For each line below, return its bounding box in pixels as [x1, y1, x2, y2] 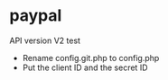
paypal [9, 5, 62, 26]
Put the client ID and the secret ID [22, 62, 148, 73]
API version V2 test [9, 35, 81, 46]
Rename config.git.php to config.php [22, 52, 160, 63]
